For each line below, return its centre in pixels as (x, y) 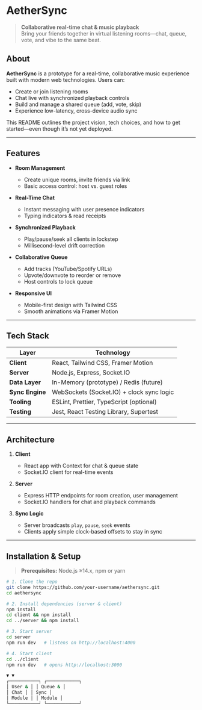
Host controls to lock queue (58, 281)
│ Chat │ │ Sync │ (29, 693)
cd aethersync (24, 593)
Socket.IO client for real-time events (69, 472)
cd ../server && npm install (43, 621)
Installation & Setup (44, 556)
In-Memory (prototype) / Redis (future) (108, 382)
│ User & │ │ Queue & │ (36, 687)
